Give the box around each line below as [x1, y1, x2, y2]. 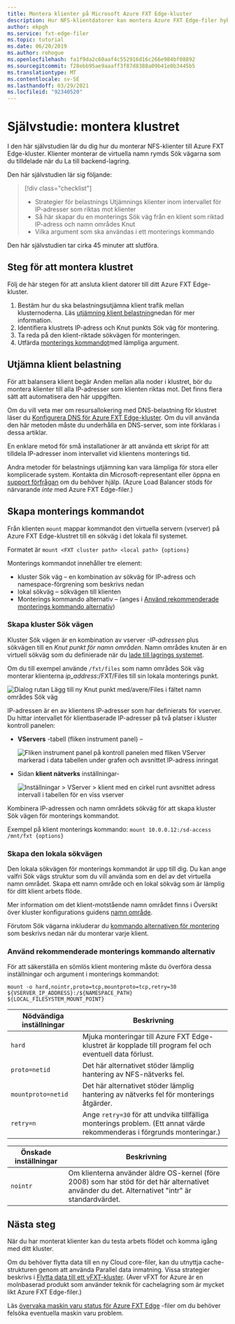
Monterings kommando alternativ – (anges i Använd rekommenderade [17, 594, 219, 603]
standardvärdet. [68, 1194, 121, 1204]
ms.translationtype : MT [7, 69, 77, 76]
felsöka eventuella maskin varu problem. [7, 1309, 124, 1318]
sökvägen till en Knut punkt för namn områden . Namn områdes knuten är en [7, 643, 227, 651]
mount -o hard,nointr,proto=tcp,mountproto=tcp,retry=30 [7, 984, 177, 991]
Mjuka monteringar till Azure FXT [83, 1032, 190, 1042]
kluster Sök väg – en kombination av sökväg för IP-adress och [17, 573, 196, 581]
